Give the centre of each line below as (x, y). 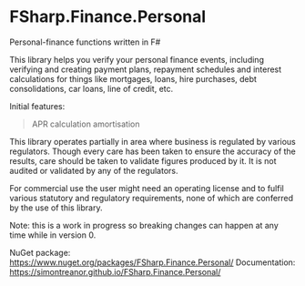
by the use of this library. (56, 208)
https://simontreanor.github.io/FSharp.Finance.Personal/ (115, 271)
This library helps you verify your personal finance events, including (137, 59)
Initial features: (37, 106)
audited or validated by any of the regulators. (94, 170)
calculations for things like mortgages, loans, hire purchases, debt (133, 78)
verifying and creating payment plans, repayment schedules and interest (146, 69)
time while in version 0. (53, 235)
